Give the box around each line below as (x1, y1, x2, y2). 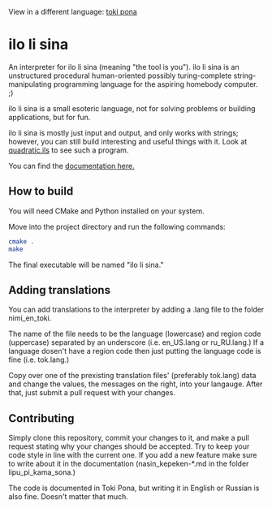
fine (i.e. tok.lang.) (8, 355, 70, 364)
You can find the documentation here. (8, 161, 136, 170)
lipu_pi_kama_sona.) (8, 467, 76, 477)
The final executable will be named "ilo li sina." (8, 260, 164, 269)
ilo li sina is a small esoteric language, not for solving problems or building (8, 103, 256, 113)
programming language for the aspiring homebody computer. (53, 79, 258, 88)
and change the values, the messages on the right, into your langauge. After (8, 379, 263, 389)
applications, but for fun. (8, 112, 91, 122)
